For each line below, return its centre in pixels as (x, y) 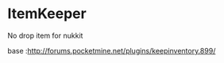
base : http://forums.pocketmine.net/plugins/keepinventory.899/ (112, 50)
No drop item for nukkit (45, 35)
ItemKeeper (47, 14)
